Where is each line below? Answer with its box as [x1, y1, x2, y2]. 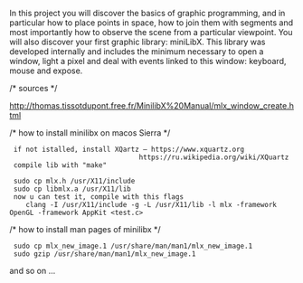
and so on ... [9, 266, 56, 276]
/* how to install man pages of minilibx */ [9, 224, 161, 234]
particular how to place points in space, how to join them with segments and [9, 17, 294, 28]
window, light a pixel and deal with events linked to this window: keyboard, [9, 56, 287, 66]
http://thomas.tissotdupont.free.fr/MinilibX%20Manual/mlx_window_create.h [9, 100, 294, 111]
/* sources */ [9, 83, 58, 93]
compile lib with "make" [13, 161, 107, 170]
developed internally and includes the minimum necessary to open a [9, 46, 264, 57]
